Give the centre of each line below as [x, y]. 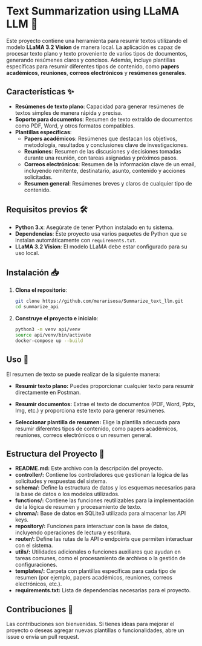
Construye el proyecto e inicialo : [57, 318]
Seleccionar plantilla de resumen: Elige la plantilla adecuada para [97, 422]
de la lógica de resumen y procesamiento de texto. [78, 507]
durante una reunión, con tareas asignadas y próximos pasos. [101, 158]
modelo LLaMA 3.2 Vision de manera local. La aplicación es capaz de [94, 47]
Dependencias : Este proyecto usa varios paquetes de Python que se [101, 233]
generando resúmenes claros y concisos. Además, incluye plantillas [91, 60]
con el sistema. [34, 546]
